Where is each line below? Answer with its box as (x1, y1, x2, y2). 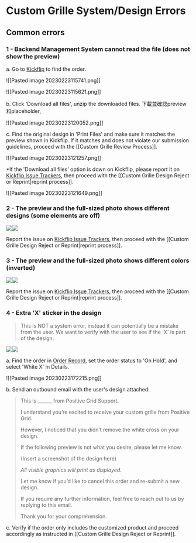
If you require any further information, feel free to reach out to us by (20, 495, 184, 502)
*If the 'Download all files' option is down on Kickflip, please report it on (6, 166, 180, 173)
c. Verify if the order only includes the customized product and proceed (6, 524, 179, 531)
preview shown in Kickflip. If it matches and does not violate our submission (6, 136, 189, 144)
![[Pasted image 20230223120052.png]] (6, 119, 104, 126)
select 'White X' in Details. (6, 363, 70, 370)
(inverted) (6, 264, 36, 272)
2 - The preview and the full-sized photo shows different (6, 204, 170, 212)
